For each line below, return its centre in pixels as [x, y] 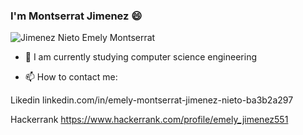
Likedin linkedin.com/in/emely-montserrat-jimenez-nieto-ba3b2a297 [152, 100]
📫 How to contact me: [71, 77]
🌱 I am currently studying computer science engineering [140, 57]
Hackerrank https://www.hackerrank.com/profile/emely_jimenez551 [149, 120]
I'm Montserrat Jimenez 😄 [76, 16]
